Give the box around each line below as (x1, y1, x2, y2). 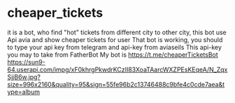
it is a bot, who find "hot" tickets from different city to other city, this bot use (7, 28, 227, 36)
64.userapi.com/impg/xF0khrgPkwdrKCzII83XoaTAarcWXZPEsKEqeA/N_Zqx (7, 65, 228, 74)
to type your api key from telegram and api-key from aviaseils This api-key (7, 43, 222, 51)
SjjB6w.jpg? (7, 72, 41, 81)
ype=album (7, 88, 41, 96)
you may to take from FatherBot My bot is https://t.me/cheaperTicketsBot (7, 50, 218, 59)
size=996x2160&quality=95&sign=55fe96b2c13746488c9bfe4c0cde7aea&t (7, 80, 225, 88)
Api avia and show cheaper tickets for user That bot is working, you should (7, 35, 223, 43)
